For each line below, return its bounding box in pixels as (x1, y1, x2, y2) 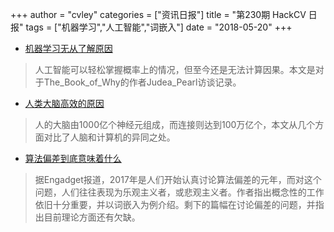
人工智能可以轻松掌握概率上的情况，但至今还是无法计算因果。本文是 (34, 64, 316, 75)
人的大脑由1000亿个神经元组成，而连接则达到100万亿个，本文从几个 (34, 119, 316, 130)
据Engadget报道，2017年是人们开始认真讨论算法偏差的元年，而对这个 (34, 174, 322, 185)
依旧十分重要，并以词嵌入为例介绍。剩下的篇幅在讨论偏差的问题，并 (34, 199, 316, 210)
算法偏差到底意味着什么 (24, 153, 122, 164)
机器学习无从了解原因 (24, 43, 113, 54)
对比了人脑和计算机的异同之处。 (43, 131, 176, 143)
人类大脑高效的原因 (24, 98, 105, 109)
